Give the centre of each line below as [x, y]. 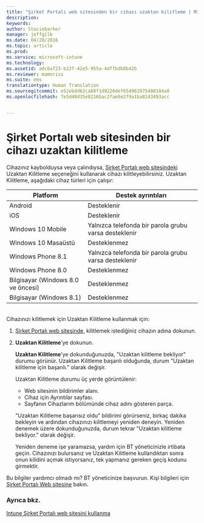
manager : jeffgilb [29, 35]
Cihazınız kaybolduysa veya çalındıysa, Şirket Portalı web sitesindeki [92, 167]
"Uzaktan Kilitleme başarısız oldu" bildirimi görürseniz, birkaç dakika [100, 415]
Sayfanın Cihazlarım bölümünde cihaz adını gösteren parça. [99, 404]
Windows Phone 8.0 [38, 270]
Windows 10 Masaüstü [42, 243]
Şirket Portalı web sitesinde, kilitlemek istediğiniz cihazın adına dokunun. [105, 331]
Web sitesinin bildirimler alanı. [61, 390]
